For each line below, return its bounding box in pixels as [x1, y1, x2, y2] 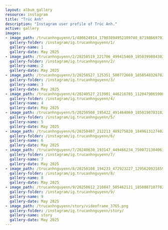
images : [5, 31, 21, 36]
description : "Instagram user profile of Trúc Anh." [5, 21, 117, 27]
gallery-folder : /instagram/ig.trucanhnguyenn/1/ [9, 40, 115, 45]
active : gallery [5, 26, 39, 31]
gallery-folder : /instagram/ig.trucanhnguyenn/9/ [9, 189, 115, 194]
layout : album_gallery [5, 7, 52, 13]
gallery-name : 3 [9, 82, 43, 87]
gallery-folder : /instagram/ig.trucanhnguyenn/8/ [9, 171, 115, 176]
